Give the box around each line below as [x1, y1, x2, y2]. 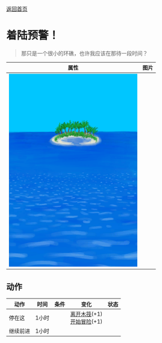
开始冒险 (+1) [70, 318, 103, 325]
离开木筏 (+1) [70, 310, 103, 318]
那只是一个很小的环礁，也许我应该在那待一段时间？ [20, 49, 148, 57]
